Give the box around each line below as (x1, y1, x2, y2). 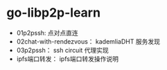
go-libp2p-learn (6, 5, 101, 21)
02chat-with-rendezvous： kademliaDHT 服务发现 (16, 37, 161, 46)
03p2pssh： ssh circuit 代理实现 (16, 46, 109, 54)
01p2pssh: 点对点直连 (16, 28, 79, 37)
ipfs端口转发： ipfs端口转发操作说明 (16, 54, 119, 63)
